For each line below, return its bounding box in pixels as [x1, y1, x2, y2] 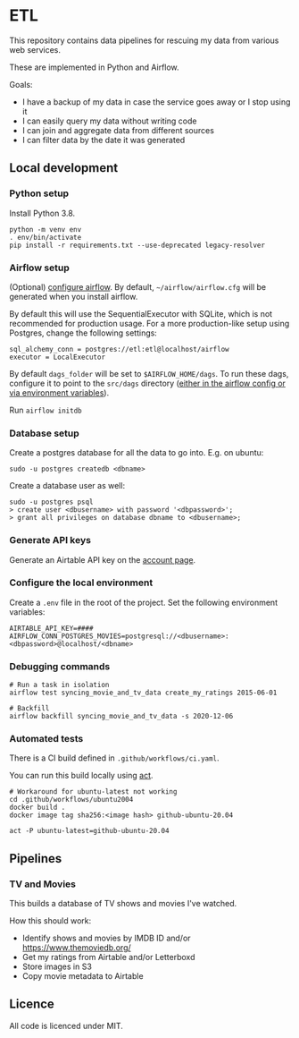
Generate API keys [9, 534, 92, 547]
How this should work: [9, 915, 92, 926]
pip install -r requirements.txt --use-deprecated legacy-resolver [9, 241, 266, 250]
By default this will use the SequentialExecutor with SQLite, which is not [9, 308, 273, 319]
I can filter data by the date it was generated [21, 134, 186, 145]
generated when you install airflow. [9, 291, 138, 302]
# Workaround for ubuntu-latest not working [9, 787, 178, 796]
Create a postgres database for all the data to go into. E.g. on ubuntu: [9, 447, 264, 458]
